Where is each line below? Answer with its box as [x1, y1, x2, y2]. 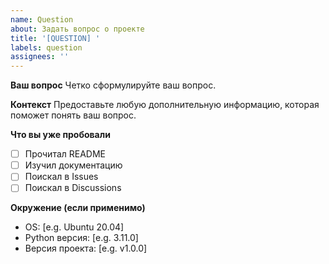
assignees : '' [10, 52, 70, 62]
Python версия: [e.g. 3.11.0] [24, 232, 139, 244]
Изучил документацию [24, 159, 123, 171]
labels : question [10, 42, 83, 53]
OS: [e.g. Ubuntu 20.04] [24, 221, 125, 233]
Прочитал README [24, 148, 107, 160]
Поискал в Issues [24, 171, 99, 183]
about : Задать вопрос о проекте [10, 24, 145, 34]
